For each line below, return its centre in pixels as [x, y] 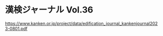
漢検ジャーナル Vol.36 [49, 10]
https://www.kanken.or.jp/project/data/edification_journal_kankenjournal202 [81, 23]
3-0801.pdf [16, 28]
